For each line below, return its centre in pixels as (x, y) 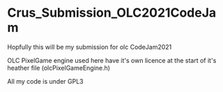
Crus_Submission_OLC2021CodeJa (112, 13)
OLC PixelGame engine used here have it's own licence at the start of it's (112, 60)
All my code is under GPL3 (45, 81)
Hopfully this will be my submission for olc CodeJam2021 (90, 47)
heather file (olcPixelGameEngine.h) (59, 68)
